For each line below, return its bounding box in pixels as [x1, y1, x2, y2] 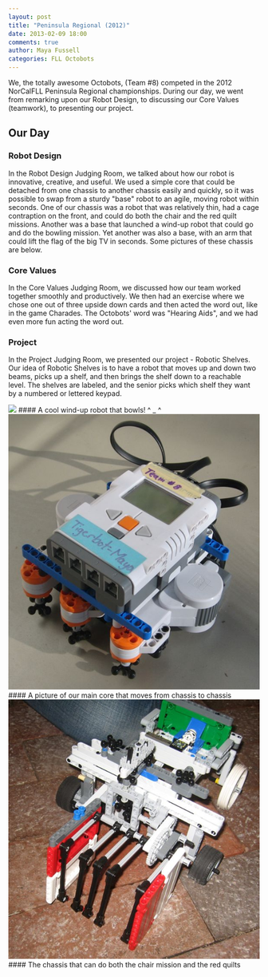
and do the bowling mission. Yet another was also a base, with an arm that [8, 227, 253, 237]
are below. [8, 244, 42, 255]
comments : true [8, 38, 59, 46]
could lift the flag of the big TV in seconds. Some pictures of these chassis [8, 236, 254, 246]
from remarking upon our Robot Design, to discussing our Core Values [8, 95, 239, 104]
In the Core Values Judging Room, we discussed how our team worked [8, 283, 242, 292]
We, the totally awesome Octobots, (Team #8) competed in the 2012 [8, 78, 233, 87]
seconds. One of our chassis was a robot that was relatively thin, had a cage [8, 202, 259, 212]
